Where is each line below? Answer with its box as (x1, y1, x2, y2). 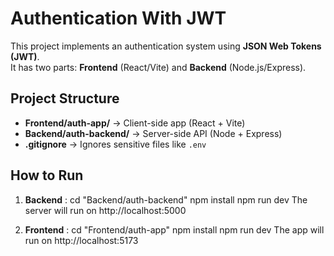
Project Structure (10, 90, 120, 107)
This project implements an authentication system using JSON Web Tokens (10, 40, 322, 52)
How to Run (10, 167, 84, 184)
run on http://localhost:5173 (24, 234, 139, 246)
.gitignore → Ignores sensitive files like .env (24, 138, 207, 150)
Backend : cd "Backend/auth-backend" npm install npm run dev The (24, 193, 308, 206)
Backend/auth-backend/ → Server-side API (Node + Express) (24, 127, 283, 139)
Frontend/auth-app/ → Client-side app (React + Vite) (24, 117, 246, 129)
